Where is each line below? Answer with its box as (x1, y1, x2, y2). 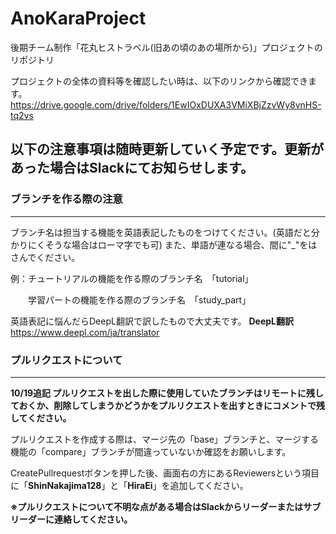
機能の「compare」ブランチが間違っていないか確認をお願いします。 (10, 445, 292, 457)
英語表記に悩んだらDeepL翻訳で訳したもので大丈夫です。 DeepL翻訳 (10, 315, 294, 327)
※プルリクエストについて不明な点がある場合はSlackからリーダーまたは (10, 500, 304, 512)
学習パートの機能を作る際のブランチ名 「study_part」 (27, 293, 252, 306)
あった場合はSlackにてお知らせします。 (10, 160, 255, 177)
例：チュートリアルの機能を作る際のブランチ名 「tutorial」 (10, 272, 254, 284)
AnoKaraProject (10, 7, 147, 30)
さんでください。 (10, 251, 81, 263)
